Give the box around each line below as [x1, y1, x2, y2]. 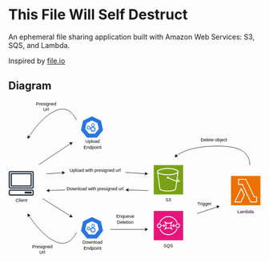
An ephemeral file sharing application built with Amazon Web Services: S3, [8, 32, 255, 42]
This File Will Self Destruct [8, 6, 188, 24]
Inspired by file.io [8, 56, 66, 65]
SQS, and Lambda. [8, 40, 70, 50]
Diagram [8, 79, 52, 93]
